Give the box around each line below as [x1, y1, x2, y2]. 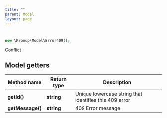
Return [50, 76, 67, 83]
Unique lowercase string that [75, 90, 143, 97]
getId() [7, 94, 24, 101]
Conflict [5, 47, 21, 53]
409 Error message [75, 105, 121, 112]
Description [103, 79, 132, 86]
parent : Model [5, 12, 35, 17]
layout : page [5, 16, 32, 21]
